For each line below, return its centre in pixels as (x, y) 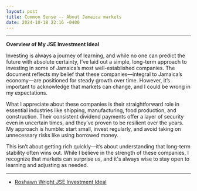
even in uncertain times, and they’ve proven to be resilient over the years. (95, 123)
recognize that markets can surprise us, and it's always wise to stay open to (98, 159)
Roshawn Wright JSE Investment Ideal (60, 182)
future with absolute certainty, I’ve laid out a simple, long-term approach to (96, 62)
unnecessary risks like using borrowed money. (62, 136)
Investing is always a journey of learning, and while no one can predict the (96, 55)
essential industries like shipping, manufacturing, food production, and (91, 110)
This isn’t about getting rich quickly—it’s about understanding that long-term (98, 147)
